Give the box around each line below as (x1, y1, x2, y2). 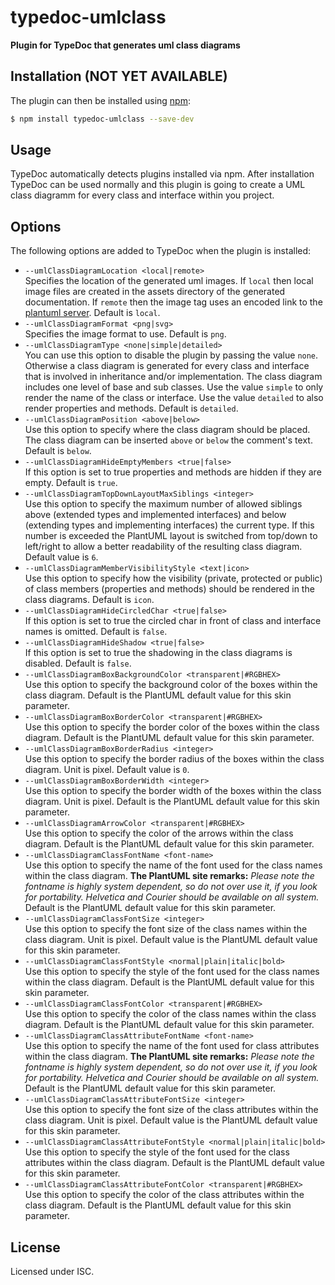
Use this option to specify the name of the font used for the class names (24, 859, 323, 871)
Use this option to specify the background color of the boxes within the (24, 679, 318, 691)
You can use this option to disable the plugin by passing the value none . (24, 349, 319, 361)
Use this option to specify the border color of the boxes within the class (24, 721, 320, 733)
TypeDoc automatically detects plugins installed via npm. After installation (10, 168, 315, 180)
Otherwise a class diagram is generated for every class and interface (24, 360, 310, 372)
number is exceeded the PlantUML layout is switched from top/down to (24, 530, 318, 542)
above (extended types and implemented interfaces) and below (24, 509, 287, 521)
